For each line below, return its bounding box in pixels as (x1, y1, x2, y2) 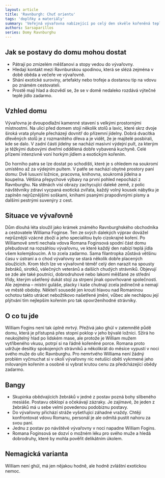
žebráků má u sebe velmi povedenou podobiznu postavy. (12, 404, 129, 410)
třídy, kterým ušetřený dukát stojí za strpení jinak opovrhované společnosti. (5, 277, 158, 282)
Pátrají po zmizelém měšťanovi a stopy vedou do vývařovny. (12, 61, 134, 67)
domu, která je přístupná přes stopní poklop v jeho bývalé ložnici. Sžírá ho (5, 330, 155, 336)
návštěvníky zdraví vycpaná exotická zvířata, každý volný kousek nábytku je (5, 187, 160, 193)
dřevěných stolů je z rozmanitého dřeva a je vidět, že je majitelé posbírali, (5, 136, 153, 141)
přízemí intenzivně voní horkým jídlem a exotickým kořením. (5, 151, 126, 157)
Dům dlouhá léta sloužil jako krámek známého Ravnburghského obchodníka (5, 225, 159, 230)
